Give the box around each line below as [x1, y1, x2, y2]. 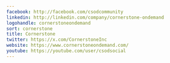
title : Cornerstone [6, 31, 56, 37]
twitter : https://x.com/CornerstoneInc [6, 37, 107, 43]
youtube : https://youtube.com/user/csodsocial [6, 48, 126, 54]
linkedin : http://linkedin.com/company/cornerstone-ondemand [6, 14, 165, 20]
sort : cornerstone [6, 25, 53, 32]
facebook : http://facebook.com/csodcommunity [6, 8, 123, 15]
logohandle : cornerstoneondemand [6, 20, 91, 26]
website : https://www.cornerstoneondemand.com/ [6, 43, 129, 49]
